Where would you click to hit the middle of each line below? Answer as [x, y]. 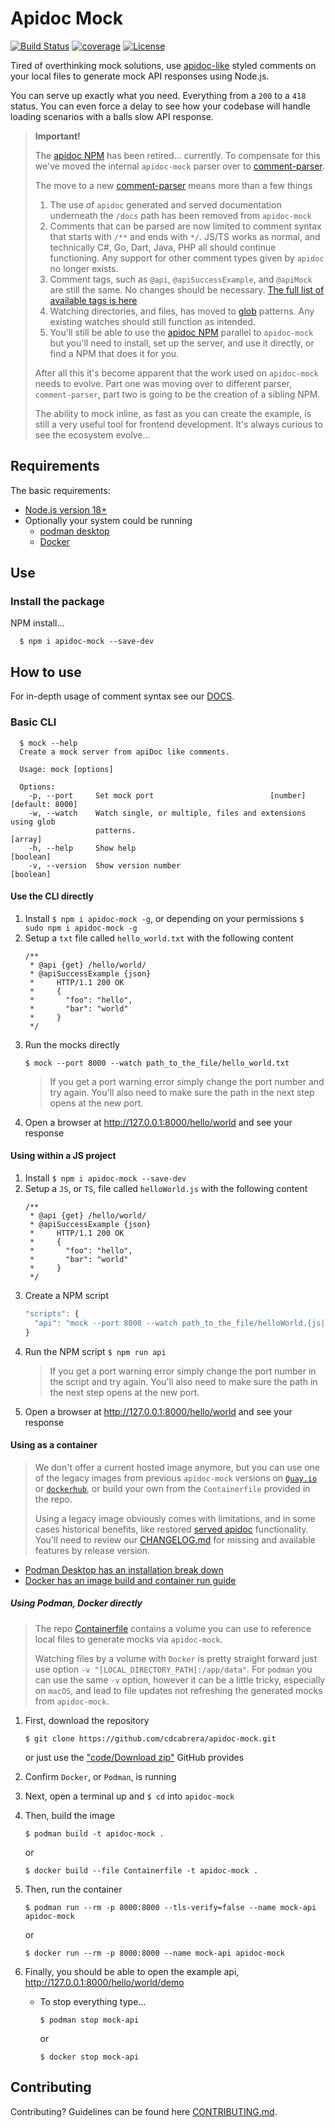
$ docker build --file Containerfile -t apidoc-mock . [141, 1870]
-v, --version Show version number [105, 865]
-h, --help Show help [82, 848]
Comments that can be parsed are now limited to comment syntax [185, 226]
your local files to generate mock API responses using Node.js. [140, 76]
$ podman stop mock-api [89, 2020]
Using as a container [54, 1445]
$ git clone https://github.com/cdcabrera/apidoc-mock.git [150, 1738]
